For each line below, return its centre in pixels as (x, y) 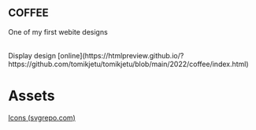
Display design (32, 55)
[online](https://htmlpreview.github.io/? (121, 55)
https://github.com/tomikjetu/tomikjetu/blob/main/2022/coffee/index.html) (129, 64)
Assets (32, 96)
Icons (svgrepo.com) (42, 117)
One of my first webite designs (58, 32)
